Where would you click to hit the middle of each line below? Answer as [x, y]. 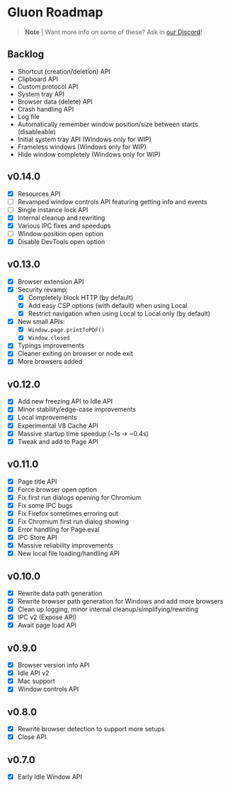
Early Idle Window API [50, 777]
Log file [29, 116]
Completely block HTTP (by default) [81, 297]
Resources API [39, 194]
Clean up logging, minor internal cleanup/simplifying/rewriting [108, 609]
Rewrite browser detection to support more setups [91, 729]
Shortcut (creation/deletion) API [64, 71]
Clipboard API [38, 79]
